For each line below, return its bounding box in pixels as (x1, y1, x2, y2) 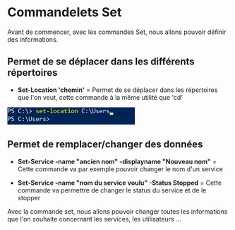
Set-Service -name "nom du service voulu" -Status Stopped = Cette (17, 178, 222, 187)
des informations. (7, 35, 59, 43)
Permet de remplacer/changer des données (7, 139, 203, 151)
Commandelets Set (7, 4, 122, 21)
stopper (17, 193, 41, 202)
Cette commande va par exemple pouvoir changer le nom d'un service (17, 164, 224, 173)
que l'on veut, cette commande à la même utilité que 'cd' (17, 93, 183, 101)
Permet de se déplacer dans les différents (7, 56, 195, 68)
